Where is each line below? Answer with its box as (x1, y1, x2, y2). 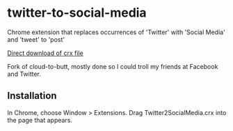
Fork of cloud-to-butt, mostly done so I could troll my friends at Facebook (7, 62, 218, 70)
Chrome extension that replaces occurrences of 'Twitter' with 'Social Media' (7, 28, 226, 36)
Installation (7, 90, 57, 102)
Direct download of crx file (7, 49, 83, 57)
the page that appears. (7, 116, 73, 124)
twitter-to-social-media (7, 5, 147, 21)
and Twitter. (7, 70, 42, 78)
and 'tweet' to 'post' (7, 35, 65, 43)
